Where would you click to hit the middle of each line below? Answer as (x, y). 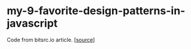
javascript (32, 23)
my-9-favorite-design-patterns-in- (96, 11)
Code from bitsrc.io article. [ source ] (51, 40)
